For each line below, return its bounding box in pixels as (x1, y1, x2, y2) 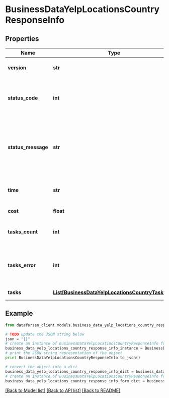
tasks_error (8, 262, 36, 269)
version (8, 64, 27, 71)
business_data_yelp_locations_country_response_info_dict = (5, 369, 134, 374)
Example (5, 309, 33, 318)
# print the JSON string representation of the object (5, 351, 123, 356)
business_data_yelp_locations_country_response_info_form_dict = (5, 378, 145, 383)
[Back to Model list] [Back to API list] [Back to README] (5, 387, 121, 393)
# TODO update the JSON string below (5, 332, 84, 337)
